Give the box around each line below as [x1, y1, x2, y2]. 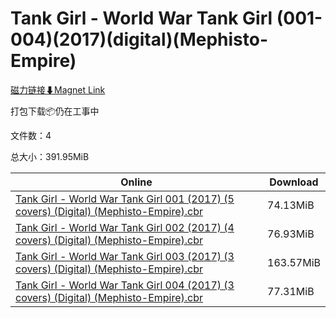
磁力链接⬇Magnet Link [10, 83, 106, 96]
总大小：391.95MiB [10, 150, 90, 162]
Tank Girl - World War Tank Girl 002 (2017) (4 [15, 220, 235, 234]
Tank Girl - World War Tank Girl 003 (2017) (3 [15, 249, 235, 263]
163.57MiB [267, 255, 321, 269]
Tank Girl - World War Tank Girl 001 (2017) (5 [15, 192, 235, 206]
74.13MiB [267, 198, 315, 212]
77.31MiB [267, 284, 315, 298]
